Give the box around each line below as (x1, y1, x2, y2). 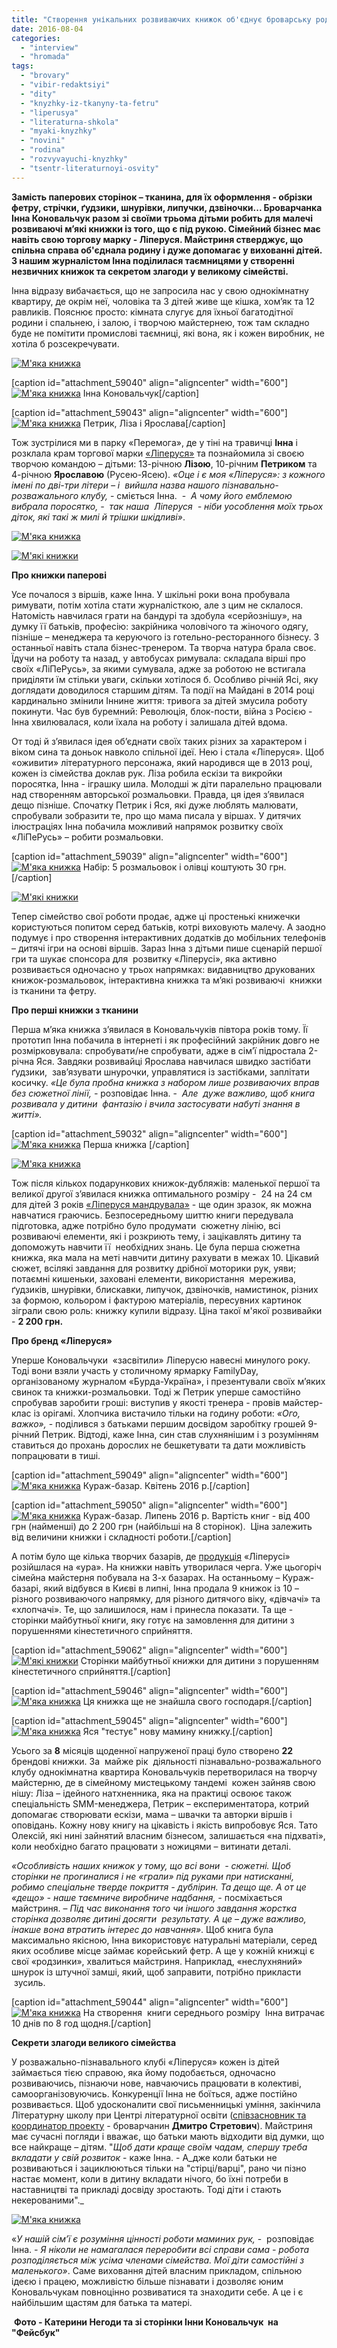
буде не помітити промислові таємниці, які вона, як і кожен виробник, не (11, 327, 325, 339)
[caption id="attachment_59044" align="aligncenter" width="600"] (11, 1996, 289, 2008)
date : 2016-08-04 (11, 24, 84, 34)
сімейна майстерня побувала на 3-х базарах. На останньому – (11, 1571, 281, 1583)
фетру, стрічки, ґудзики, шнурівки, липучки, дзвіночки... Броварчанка (11, 201, 323, 213)
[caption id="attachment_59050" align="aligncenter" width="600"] (11, 1499, 288, 1511)
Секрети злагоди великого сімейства (11, 2036, 177, 2048)
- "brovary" (20, 71, 71, 81)
